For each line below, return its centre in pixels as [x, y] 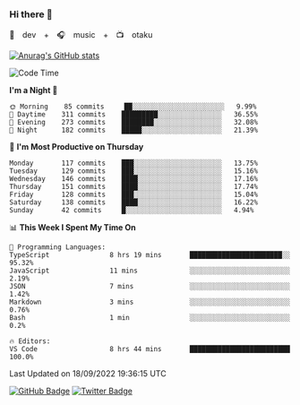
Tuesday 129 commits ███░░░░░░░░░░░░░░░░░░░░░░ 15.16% [133, 171]
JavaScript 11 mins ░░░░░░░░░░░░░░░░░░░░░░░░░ [150, 271]
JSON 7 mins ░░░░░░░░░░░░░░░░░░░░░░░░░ [150, 287]
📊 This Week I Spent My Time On [73, 228]
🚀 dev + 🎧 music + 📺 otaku [81, 35]
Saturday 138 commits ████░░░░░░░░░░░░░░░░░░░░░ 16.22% [133, 202]
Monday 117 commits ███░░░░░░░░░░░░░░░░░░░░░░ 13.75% [133, 164]
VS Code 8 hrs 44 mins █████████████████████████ [150, 349]
